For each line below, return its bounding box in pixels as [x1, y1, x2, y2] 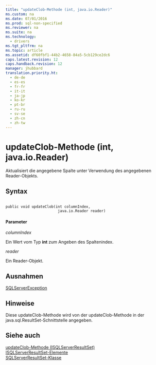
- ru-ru [10, 107, 26, 112]
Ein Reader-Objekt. [5, 258, 43, 264]
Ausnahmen [5, 272, 43, 280]
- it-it [10, 89, 26, 94]
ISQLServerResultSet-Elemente [5, 349, 69, 355]
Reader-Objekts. [5, 173, 38, 179]
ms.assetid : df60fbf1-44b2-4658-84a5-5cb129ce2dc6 [5, 52, 110, 58]
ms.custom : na [5, 12, 35, 17]
